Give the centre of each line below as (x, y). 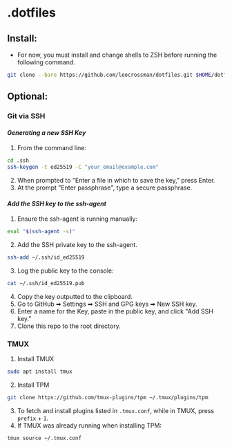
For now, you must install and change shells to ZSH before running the (117, 55)
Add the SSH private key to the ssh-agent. (77, 245)
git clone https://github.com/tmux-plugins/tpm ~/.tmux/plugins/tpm (108, 398)
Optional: (28, 97)
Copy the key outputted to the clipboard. (75, 296)
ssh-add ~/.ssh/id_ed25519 (46, 257)
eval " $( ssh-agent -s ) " (41, 232)
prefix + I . (33, 418)
